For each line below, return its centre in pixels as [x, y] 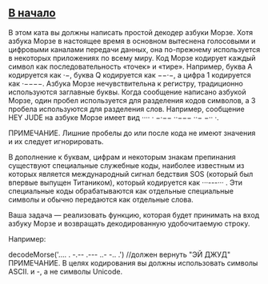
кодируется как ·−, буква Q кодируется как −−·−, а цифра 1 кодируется [130, 74]
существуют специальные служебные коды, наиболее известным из [126, 165]
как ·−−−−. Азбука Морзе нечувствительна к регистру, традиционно [126, 83]
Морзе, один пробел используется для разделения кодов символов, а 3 [132, 100]
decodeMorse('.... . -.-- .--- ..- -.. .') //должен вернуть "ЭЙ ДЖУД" [119, 254]
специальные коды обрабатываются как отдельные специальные [121, 190]
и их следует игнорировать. [56, 141]
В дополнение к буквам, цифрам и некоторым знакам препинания [122, 157]
